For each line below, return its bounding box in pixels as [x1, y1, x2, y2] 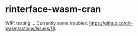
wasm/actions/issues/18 [5, 25, 55, 31]
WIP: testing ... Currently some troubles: [5, 20, 88, 26]
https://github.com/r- [89, 20, 133, 26]
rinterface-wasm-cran [5, 3, 101, 15]
